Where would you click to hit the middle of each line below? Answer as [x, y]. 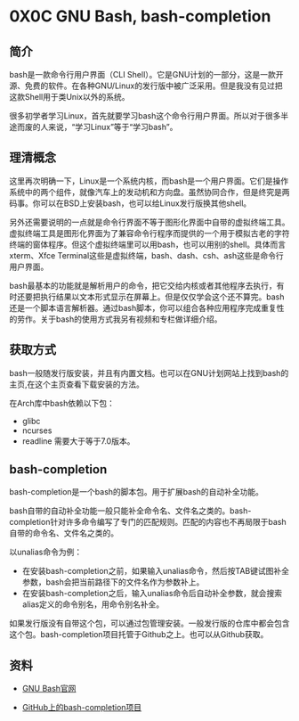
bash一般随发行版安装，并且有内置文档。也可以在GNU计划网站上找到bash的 [149, 373]
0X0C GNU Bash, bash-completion [140, 16]
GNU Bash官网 [49, 689]
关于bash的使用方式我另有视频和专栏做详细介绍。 [131, 319]
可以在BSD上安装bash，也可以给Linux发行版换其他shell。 [145, 203]
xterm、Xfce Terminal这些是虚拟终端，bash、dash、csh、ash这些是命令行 [146, 255]
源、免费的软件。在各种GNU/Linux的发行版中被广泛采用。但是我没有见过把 [146, 86]
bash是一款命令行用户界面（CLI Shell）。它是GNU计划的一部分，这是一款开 [146, 74]
